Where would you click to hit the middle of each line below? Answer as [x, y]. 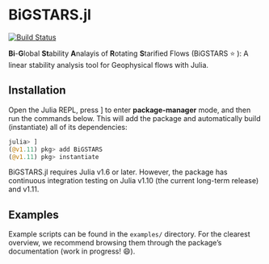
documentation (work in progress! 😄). [72, 251]
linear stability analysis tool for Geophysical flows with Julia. [108, 65]
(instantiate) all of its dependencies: [68, 127]
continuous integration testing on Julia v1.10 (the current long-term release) [134, 181]
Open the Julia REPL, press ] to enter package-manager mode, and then [130, 110]
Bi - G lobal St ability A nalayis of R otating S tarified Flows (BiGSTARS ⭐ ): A [128, 53]
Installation [37, 90]
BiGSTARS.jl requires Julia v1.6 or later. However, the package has [118, 172]
